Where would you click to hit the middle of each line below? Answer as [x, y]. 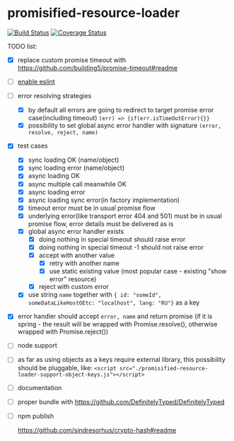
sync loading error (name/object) [76, 168]
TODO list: [22, 46]
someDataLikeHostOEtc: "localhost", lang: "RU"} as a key [114, 302]
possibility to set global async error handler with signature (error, [124, 126]
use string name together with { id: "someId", [95, 295]
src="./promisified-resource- [164, 368]
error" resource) [73, 279]
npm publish [36, 416]
